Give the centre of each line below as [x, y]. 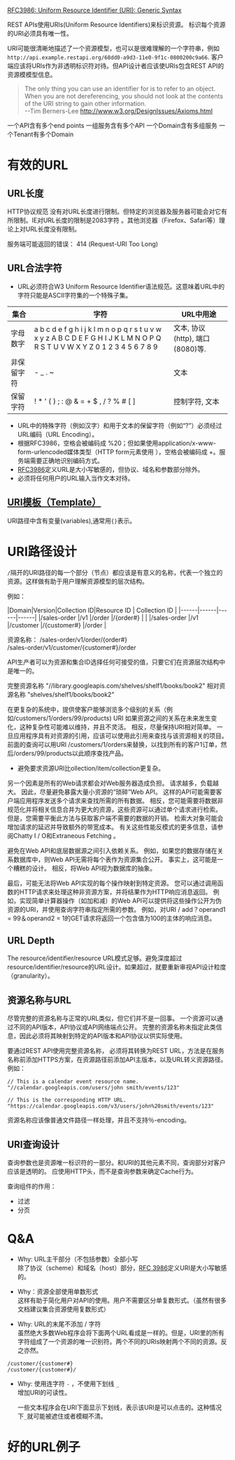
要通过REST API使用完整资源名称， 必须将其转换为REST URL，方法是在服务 [116, 1051]
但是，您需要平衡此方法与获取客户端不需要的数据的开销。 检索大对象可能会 [115, 818]
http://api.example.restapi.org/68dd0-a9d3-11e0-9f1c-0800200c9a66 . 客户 [115, 57]
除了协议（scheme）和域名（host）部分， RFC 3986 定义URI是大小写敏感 [122, 1268]
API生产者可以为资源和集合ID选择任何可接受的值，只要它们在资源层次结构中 [116, 662]
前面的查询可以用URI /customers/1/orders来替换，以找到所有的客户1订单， [114, 744]
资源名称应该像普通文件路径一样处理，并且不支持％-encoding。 [99, 1120]
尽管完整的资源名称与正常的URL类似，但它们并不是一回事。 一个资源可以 [112, 1018]
